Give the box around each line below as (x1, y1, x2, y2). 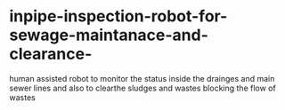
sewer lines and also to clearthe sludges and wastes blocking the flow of (9, 82, 276, 93)
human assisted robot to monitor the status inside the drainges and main (9, 73, 275, 83)
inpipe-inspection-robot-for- (9, 6, 228, 27)
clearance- (9, 44, 93, 64)
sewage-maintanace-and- (9, 25, 209, 45)
